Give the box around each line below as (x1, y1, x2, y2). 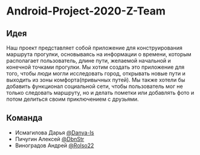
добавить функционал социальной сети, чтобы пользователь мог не (6, 83, 183, 90)
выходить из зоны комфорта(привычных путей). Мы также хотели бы (6, 77, 185, 83)
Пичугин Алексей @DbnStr (15, 135, 85, 142)
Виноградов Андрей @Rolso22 (15, 142, 94, 149)
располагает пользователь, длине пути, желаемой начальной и (6, 57, 171, 64)
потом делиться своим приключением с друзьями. (6, 95, 139, 103)
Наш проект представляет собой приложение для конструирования (6, 44, 182, 51)
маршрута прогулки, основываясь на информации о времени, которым (6, 51, 192, 58)
